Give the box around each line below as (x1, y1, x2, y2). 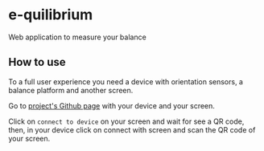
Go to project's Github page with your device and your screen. (8, 100, 216, 110)
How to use (8, 55, 66, 69)
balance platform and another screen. (8, 85, 134, 95)
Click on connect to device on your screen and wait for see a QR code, (8, 116, 245, 126)
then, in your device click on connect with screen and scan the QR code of (8, 124, 256, 134)
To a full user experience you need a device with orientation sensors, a (8, 76, 244, 86)
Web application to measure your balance (8, 32, 146, 42)
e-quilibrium (8, 6, 93, 24)
